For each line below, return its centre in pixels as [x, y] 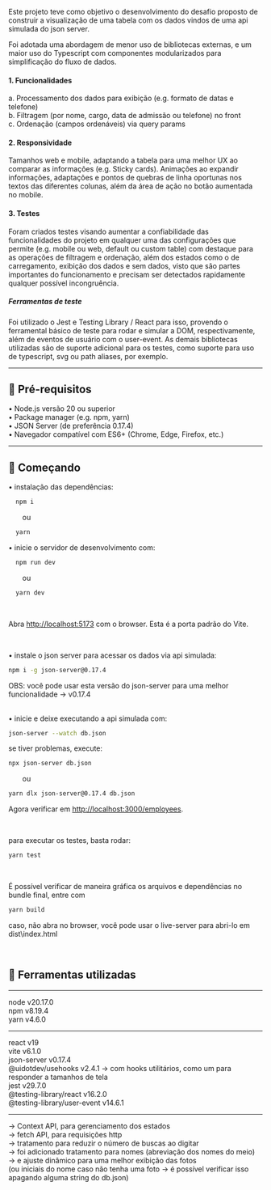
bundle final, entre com [47, 895]
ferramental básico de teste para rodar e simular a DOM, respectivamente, [132, 330]
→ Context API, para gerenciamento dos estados [90, 1126]
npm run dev [36, 562]
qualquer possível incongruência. [64, 283]
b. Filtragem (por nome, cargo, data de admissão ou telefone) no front [125, 116]
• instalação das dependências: [61, 487]
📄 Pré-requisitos [50, 389]
